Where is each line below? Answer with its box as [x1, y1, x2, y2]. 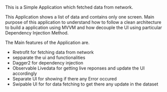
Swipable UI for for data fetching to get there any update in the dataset [12, 81, 158, 87]
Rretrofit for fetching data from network [12, 49, 94, 55]
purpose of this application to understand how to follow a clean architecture [5, 19, 161, 25]
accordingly [12, 70, 37, 76]
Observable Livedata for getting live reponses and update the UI [12, 65, 145, 71]
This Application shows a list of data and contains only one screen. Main [5, 14, 154, 19]
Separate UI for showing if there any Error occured [12, 76, 117, 81]
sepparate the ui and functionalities [12, 54, 85, 60]
